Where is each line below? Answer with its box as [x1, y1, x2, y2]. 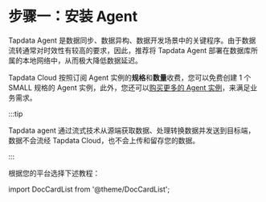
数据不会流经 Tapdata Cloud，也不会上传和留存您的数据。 [8, 135, 200, 145]
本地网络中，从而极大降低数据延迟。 [22, 56, 142, 65]
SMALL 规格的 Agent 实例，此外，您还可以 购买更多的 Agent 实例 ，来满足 [8, 82, 251, 93]
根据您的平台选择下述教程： [8, 168, 100, 178]
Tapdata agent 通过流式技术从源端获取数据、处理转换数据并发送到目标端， [8, 126, 256, 135]
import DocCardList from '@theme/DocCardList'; [8, 184, 170, 194]
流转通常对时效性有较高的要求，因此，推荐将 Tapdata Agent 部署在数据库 [8, 45, 252, 55]
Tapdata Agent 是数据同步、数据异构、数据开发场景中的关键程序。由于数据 [8, 35, 256, 45]
